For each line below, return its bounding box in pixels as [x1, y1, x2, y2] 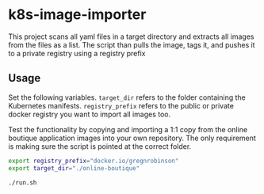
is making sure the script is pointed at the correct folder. [8, 141, 192, 151]
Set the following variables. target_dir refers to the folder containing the [8, 93, 246, 102]
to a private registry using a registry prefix [8, 48, 146, 58]
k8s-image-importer [8, 6, 147, 24]
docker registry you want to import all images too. [8, 109, 171, 119]
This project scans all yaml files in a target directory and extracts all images [8, 32, 255, 41]
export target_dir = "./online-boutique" [8, 164, 140, 172]
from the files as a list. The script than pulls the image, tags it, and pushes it [8, 40, 255, 49]
